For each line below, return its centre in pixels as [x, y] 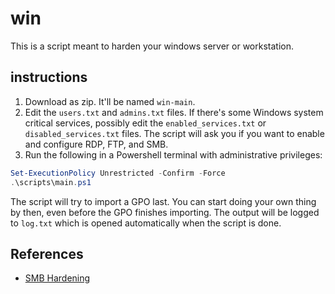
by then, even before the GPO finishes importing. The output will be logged [165, 212]
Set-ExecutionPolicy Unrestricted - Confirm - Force [118, 173]
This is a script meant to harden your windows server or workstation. [152, 46]
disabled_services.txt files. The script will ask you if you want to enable [174, 133]
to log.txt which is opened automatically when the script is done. [146, 223]
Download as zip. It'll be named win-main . [110, 101]
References [47, 253]
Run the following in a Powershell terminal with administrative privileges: [173, 154]
